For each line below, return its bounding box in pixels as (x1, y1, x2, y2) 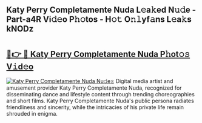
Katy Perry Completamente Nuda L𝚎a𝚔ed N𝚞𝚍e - (6, 5, 196, 15)
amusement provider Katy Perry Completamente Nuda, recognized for (6, 84, 182, 91)
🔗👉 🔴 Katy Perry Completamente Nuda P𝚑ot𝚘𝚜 (6, 48, 190, 59)
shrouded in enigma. (6, 110, 58, 117)
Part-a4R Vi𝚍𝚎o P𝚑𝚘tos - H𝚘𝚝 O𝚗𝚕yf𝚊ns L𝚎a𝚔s (6, 15, 192, 25)
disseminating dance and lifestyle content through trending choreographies (6, 91, 195, 98)
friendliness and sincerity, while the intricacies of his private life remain (6, 104, 184, 111)
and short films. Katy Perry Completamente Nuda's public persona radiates (6, 97, 194, 104)
